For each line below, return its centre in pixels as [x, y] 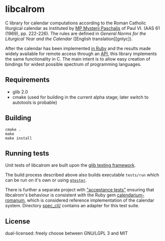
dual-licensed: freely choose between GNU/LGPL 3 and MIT [67, 233]
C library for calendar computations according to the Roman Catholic [76, 23]
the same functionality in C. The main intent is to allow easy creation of [78, 59]
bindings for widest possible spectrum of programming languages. [73, 64]
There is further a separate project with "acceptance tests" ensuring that [80, 190]
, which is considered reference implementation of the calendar [89, 200]
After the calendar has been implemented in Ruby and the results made [78, 48]
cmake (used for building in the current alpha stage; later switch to [81, 97]
